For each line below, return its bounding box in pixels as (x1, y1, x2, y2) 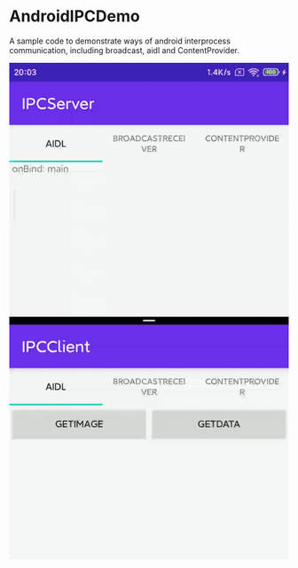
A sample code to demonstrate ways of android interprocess (9, 35, 231, 46)
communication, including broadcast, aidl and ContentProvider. (9, 44, 239, 55)
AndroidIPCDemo (9, 6, 140, 27)
